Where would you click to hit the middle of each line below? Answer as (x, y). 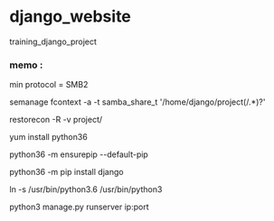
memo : (26, 65)
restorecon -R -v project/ (56, 120)
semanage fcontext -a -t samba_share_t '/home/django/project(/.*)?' (137, 102)
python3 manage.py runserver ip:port (79, 207)
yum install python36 (48, 137)
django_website (70, 17)
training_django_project (53, 41)
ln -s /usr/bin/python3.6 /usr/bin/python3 (86, 189)
